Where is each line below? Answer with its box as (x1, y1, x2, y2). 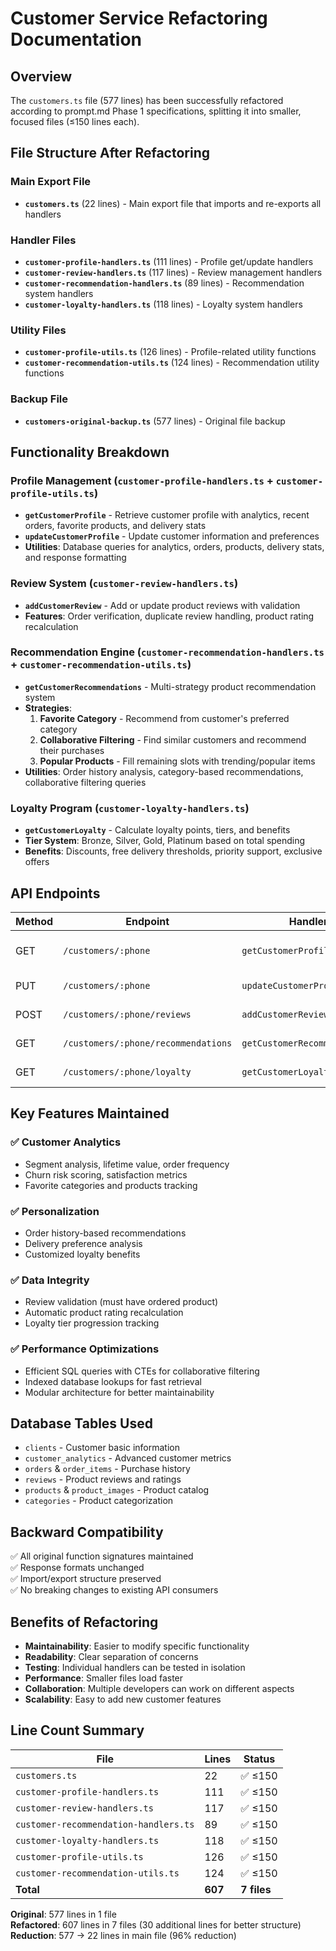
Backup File (10, 392, 69, 406)
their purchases (39, 744, 105, 756)
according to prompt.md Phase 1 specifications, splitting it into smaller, (10, 105, 302, 117)
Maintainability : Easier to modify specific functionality (24, 1640, 250, 1652)
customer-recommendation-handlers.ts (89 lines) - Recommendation (24, 277, 305, 289)
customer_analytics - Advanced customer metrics (24, 1452, 232, 1464)
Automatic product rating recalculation (24, 1307, 184, 1319)
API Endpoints (10, 885, 101, 902)
